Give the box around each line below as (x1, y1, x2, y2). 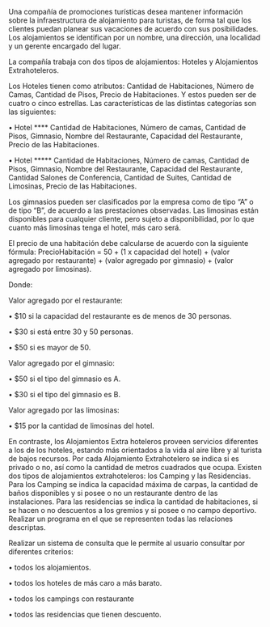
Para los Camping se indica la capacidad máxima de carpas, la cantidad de (8, 480, 259, 489)
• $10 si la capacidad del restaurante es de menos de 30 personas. (8, 311, 232, 320)
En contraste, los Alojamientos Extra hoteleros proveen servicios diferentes (8, 437, 259, 446)
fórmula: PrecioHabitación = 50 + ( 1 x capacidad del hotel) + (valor (8, 247, 230, 256)
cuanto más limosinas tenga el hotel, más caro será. (8, 222, 182, 232)
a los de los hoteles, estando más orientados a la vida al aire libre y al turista (8, 445, 263, 455)
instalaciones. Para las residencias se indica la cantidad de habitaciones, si (8, 497, 259, 506)
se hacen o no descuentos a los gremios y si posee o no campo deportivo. (8, 506, 257, 515)
